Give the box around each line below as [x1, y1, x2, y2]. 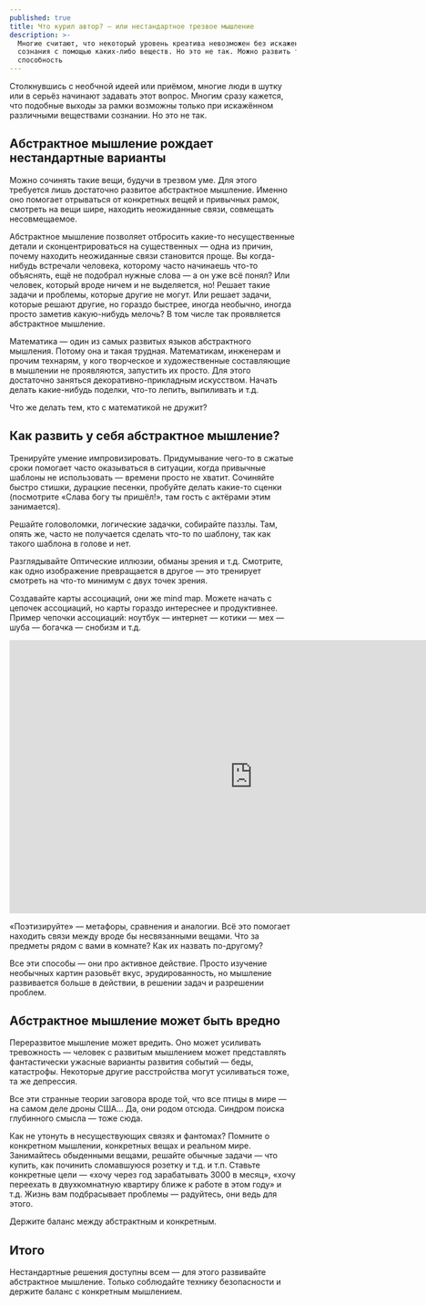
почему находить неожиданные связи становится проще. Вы [9, 250, 248, 261]
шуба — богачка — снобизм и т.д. [9, 622, 141, 632]
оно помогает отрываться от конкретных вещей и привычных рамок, [9, 193, 280, 205]
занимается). [9, 500, 61, 511]
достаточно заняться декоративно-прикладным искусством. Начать [9, 375, 278, 386]
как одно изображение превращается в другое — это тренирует [9, 565, 262, 576]
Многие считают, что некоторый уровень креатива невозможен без [17, 38, 267, 48]
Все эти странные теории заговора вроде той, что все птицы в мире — [9, 1094, 287, 1105]
